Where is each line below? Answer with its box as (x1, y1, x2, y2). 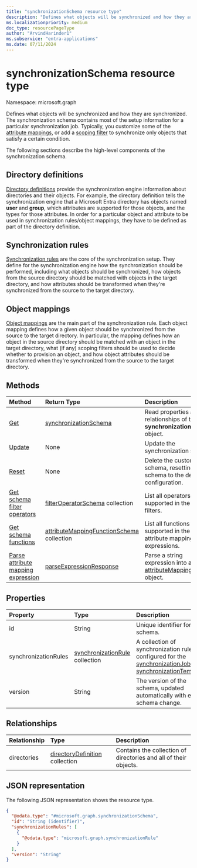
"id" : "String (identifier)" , (11, 819, 85, 824)
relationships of (144, 415, 188, 424)
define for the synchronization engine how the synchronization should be (6, 262, 183, 269)
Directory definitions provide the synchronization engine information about (6, 185, 186, 192)
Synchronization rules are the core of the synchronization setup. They (6, 255, 175, 262)
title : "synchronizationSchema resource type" (6, 8, 122, 15)
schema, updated (135, 684, 184, 692)
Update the (144, 440, 176, 448)
